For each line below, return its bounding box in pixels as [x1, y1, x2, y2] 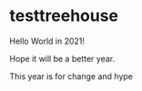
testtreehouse [9, 5, 119, 26]
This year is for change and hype [9, 70, 134, 82]
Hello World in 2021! [9, 35, 85, 46]
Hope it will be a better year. [9, 53, 116, 64]
